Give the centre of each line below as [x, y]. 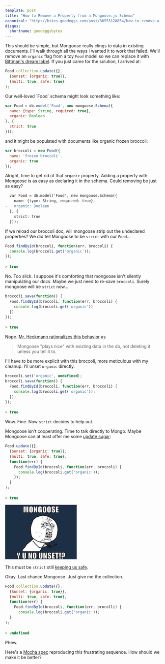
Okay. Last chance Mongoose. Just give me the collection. [64, 576]
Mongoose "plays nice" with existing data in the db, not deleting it [84, 347]
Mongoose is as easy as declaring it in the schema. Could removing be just [81, 181]
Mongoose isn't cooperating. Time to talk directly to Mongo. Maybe [73, 431]
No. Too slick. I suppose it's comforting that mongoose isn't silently [73, 276]
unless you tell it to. [37, 351]
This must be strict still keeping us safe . [47, 567]
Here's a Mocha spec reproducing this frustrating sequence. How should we [82, 652]
